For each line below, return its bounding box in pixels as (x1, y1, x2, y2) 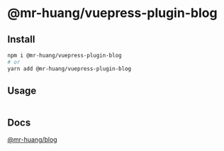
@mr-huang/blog (7, 135, 58, 144)
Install (7, 33, 35, 45)
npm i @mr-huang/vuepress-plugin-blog (7, 52, 122, 59)
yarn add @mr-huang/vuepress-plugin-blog (7, 65, 132, 72)
